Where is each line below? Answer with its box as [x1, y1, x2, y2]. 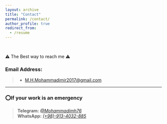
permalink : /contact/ [5, 16, 50, 21]
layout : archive [5, 7, 39, 12]
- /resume [9, 30, 30, 35]
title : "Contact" [5, 12, 41, 17]
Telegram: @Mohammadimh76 [17, 108, 82, 114]
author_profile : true [5, 21, 50, 26]
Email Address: [5, 65, 43, 72]
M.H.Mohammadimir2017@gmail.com [24, 77, 102, 83]
